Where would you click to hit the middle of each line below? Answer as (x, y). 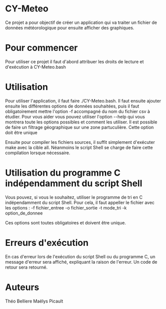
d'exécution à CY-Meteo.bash (35, 67)
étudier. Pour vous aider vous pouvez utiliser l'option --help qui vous (75, 116)
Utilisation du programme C (63, 173)
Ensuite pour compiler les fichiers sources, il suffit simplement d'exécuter (80, 142)
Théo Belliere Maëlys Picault (34, 301)
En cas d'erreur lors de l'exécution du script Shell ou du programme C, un (80, 256)
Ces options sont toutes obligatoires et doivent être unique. (66, 222)
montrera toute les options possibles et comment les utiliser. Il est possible (81, 122)
